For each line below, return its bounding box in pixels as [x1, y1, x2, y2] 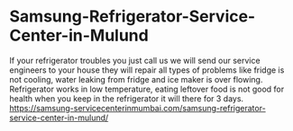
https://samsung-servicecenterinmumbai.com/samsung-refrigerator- [9, 102, 266, 113]
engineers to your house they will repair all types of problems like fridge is [9, 65, 285, 75]
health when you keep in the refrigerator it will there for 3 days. [9, 92, 244, 104]
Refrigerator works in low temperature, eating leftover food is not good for [9, 83, 285, 94]
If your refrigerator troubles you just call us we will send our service [9, 55, 261, 65]
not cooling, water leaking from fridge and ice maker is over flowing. [9, 74, 263, 84]
